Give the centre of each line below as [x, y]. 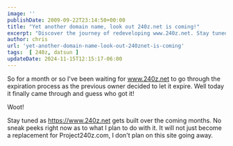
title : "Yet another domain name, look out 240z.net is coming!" [103, 26]
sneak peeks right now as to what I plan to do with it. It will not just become [114, 128]
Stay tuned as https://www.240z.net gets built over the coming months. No [114, 120]
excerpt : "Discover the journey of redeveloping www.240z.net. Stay [108, 33]
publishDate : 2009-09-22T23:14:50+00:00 [67, 20]
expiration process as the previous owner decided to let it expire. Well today [115, 86]
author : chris [28, 40]
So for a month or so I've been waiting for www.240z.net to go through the [114, 79]
